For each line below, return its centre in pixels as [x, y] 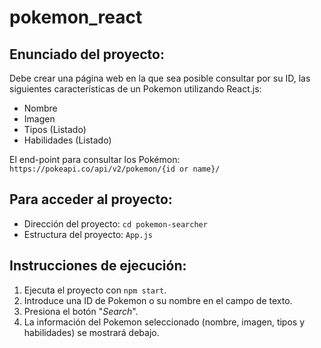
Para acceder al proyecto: [91, 199]
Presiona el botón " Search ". [81, 311]
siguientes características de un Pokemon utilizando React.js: [135, 89]
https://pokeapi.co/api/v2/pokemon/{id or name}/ [115, 169]
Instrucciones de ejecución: [98, 266]
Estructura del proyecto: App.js [88, 234]
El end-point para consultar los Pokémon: [95, 159]
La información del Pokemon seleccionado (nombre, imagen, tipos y [164, 322]
